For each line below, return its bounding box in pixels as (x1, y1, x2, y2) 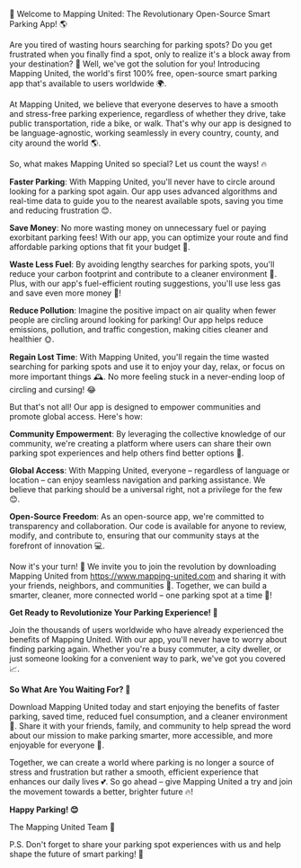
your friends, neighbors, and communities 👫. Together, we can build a (9, 580, 268, 590)
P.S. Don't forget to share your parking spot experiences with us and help (9, 839, 281, 849)
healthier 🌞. (9, 333, 55, 344)
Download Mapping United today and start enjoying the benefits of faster (9, 702, 280, 712)
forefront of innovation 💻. (9, 540, 105, 551)
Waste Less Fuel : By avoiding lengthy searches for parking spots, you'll (9, 259, 275, 270)
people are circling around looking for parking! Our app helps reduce (9, 314, 263, 325)
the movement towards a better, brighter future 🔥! (9, 786, 194, 797)
